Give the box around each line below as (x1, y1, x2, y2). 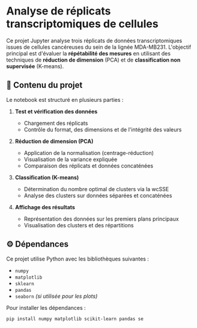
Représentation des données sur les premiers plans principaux (23, 215, 179, 222)
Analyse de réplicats (6, 4, 111, 18)
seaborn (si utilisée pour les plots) (14, 292, 98, 300)
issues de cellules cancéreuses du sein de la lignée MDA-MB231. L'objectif (6, 43, 192, 51)
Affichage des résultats (14, 203, 75, 210)
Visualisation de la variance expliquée (23, 156, 118, 163)
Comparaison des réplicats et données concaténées (23, 162, 154, 169)
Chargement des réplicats (23, 119, 88, 127)
